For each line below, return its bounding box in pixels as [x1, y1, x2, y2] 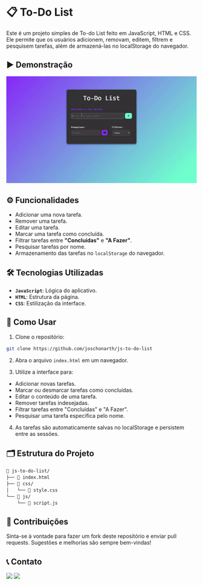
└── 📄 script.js [17, 500, 59, 506]
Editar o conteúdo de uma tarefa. [14, 392, 98, 400]
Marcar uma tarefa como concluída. [14, 231, 105, 238]
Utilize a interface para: [14, 368, 74, 376]
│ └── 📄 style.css [6, 487, 59, 493]
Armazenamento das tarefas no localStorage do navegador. [14, 249, 165, 257]
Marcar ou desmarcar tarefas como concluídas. [14, 386, 134, 394]
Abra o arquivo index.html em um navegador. [14, 356, 129, 363]
